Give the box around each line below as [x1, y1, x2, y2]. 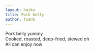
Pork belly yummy [5, 31, 43, 37]
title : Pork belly [5, 12, 44, 17]
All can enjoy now [5, 41, 43, 47]
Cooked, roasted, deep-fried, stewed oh [5, 36, 89, 42]
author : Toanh [5, 17, 36, 22]
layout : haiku [5, 7, 36, 13]
